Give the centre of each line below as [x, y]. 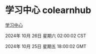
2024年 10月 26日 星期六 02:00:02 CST [46, 35]
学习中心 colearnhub [48, 10]
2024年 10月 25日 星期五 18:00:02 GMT [46, 46]
